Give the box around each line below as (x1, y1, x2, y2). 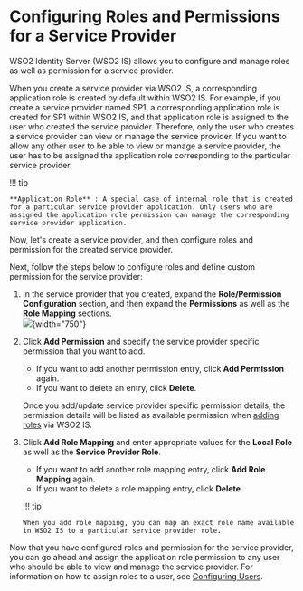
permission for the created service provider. (9, 243, 174, 254)
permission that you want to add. (22, 346, 146, 357)
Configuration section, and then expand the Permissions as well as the (22, 298, 290, 309)
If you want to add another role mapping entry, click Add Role (35, 463, 266, 474)
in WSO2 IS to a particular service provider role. (22, 526, 222, 535)
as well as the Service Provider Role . (22, 446, 161, 457)
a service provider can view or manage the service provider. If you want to (9, 130, 287, 141)
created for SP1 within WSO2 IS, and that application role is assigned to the (9, 111, 289, 122)
